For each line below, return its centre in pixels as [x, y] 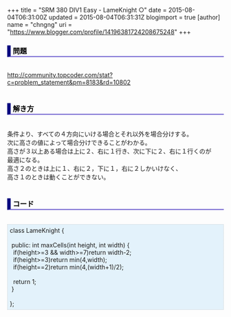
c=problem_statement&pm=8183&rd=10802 [69, 83]
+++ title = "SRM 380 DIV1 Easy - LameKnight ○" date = [87, 10]
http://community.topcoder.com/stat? [60, 75]
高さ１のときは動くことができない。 [58, 177]
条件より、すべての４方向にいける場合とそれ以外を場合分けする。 [100, 134]
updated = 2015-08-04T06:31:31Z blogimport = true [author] [134, 17]
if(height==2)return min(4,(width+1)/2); [68, 267]
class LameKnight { [37, 230]
